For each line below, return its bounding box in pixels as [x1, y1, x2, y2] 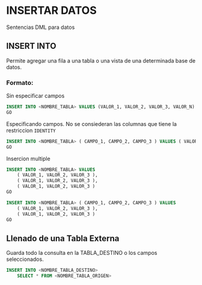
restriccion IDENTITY [6, 127, 56, 134]
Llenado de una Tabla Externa [6, 233, 120, 243]
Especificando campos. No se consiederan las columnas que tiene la [6, 120, 177, 127]
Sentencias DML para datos [6, 23, 75, 31]
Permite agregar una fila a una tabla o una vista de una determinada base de [6, 57, 196, 64]
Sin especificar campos [6, 92, 65, 99]
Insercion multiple [6, 155, 50, 162]
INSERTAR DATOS [6, 4, 97, 17]
